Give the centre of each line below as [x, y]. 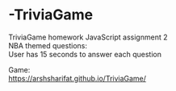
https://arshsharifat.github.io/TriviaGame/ [78, 78]
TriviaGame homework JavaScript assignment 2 [88, 37]
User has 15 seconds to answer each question [85, 54]
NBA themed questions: [48, 45]
